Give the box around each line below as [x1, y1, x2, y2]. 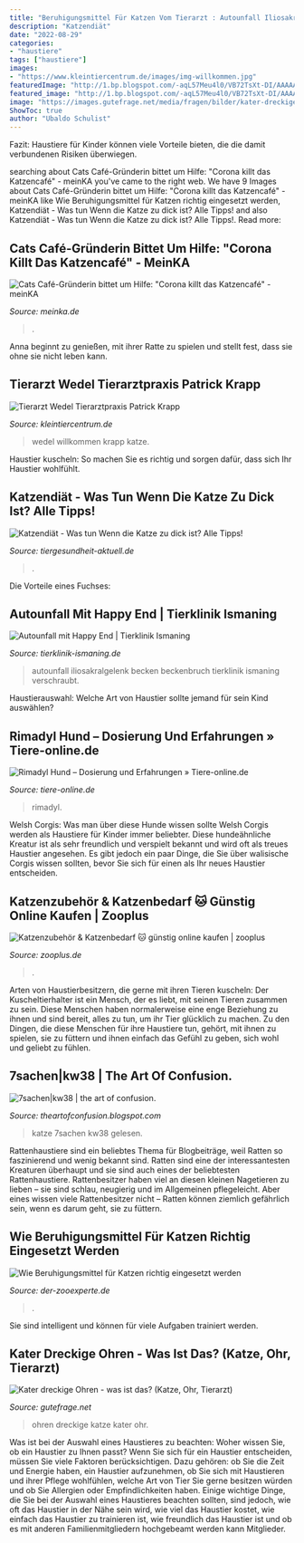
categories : [9, 38, 54, 48]
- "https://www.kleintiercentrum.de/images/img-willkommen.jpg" [9, 72, 257, 81]
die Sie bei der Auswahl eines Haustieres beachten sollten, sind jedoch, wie [9, 1495, 291, 1506]
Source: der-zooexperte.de [9, 1285, 110, 1296]
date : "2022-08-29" [9, 30, 83, 39]
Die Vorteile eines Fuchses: [9, 580, 111, 591]
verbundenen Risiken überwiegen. [9, 149, 138, 159]
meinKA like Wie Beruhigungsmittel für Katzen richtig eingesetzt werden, [9, 196, 280, 206]
